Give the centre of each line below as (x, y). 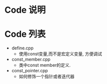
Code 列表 (25, 34)
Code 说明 (25, 10)
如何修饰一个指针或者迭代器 (47, 77)
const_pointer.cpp (30, 71)
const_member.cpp (31, 60)
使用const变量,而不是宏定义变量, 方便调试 (61, 54)
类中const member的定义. (45, 65)
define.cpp (22, 48)
